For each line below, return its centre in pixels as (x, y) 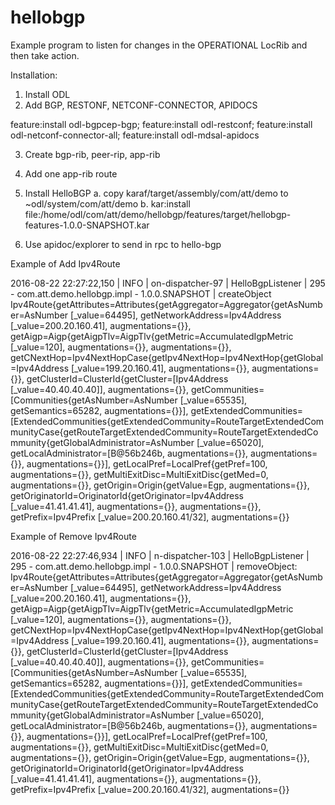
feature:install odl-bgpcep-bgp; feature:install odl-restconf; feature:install (161, 124)
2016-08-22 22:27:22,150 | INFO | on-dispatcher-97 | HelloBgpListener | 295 (168, 283)
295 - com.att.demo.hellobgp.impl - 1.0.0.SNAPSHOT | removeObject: (154, 566)
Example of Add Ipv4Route (65, 263)
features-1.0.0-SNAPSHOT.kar (87, 225)
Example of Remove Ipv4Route (73, 536)
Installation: (34, 75)
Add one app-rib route (71, 173)
